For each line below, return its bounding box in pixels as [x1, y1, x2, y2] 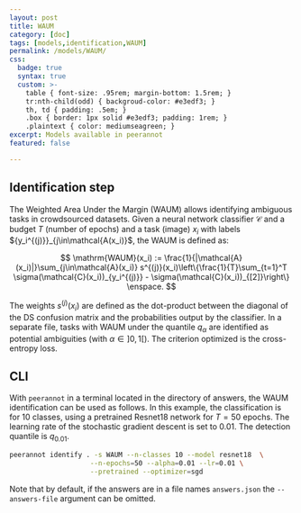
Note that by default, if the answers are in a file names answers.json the [9, 483, 275, 494]
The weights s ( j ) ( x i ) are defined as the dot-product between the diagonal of [9, 299, 288, 313]
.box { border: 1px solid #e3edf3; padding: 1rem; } [25, 113, 228, 122]
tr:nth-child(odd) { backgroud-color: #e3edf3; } [25, 96, 216, 106]
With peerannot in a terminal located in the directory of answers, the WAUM [9, 392, 289, 403]
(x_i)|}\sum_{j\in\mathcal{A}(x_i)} [14, 262, 138, 273]
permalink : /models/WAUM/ [9, 47, 106, 56]
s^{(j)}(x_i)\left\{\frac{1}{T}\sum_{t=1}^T [139, 262, 288, 273]
